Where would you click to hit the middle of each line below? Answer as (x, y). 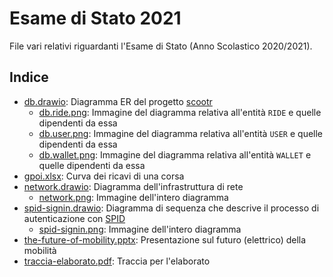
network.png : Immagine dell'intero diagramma (133, 197)
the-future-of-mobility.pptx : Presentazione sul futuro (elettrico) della (165, 239)
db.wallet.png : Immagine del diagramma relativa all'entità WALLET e (175, 154)
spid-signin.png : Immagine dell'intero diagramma (140, 229)
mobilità (40, 250)
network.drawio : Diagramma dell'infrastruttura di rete (133, 186)
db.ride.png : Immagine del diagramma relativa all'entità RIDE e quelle (180, 112)
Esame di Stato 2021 (95, 18)
